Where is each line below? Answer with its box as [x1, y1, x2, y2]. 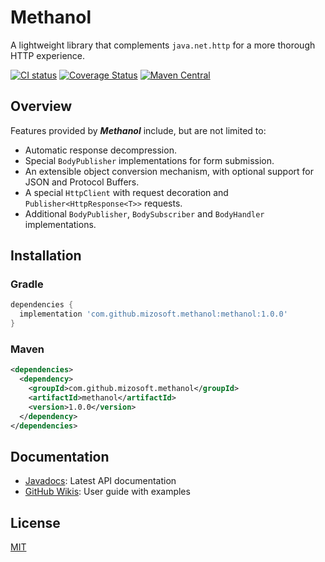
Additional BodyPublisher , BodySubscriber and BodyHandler [24, 207, 265, 220]
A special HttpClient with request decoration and [24, 186, 229, 198]
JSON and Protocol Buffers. [24, 176, 140, 188]
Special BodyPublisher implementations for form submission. [24, 154, 275, 166]
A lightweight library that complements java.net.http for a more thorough [10, 39, 316, 51]
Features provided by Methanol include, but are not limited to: [10, 124, 267, 136]
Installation [10, 247, 82, 265]
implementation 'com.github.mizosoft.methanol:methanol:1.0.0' [19, 309, 288, 320]
